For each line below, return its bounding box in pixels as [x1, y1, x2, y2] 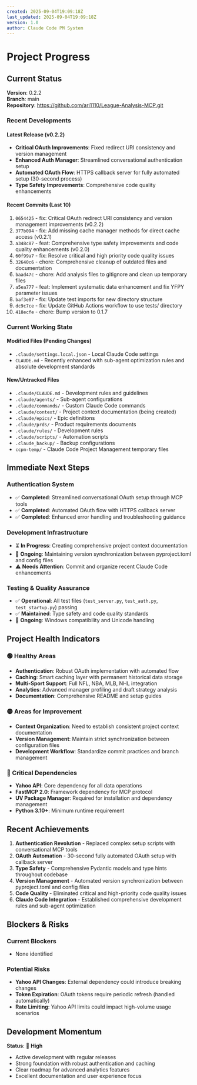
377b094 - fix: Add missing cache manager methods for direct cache [15, 227, 180, 234]
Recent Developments [6, 116, 71, 125]
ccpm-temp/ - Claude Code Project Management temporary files [15, 445, 169, 453]
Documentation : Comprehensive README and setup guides [15, 692, 162, 699]
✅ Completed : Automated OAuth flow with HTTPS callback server [15, 506, 176, 513]
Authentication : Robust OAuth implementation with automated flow [15, 667, 179, 674]
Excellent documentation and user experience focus [15, 1073, 142, 1080]
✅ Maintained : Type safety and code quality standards [15, 610, 149, 617]
